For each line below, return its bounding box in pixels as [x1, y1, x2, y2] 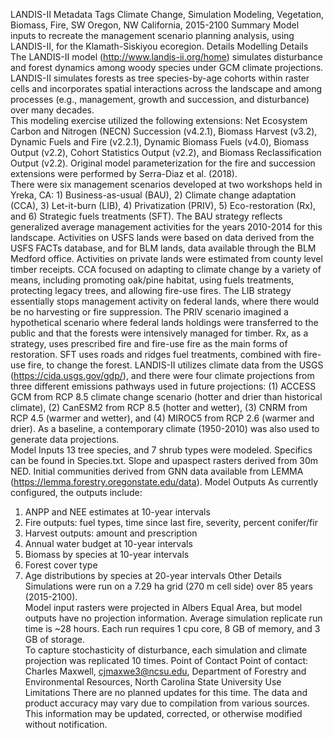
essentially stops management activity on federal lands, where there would [10, 295, 320, 307]
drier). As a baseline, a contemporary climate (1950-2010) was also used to [10, 423, 320, 434]
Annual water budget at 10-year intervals [24, 538, 193, 549]
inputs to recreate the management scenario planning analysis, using [10, 30, 295, 41]
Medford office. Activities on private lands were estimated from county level [10, 253, 323, 264]
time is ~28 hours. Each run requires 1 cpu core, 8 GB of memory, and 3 [24, 623, 321, 634]
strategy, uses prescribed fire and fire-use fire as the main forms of [10, 338, 288, 349]
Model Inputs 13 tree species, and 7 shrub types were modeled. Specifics [10, 444, 313, 456]
